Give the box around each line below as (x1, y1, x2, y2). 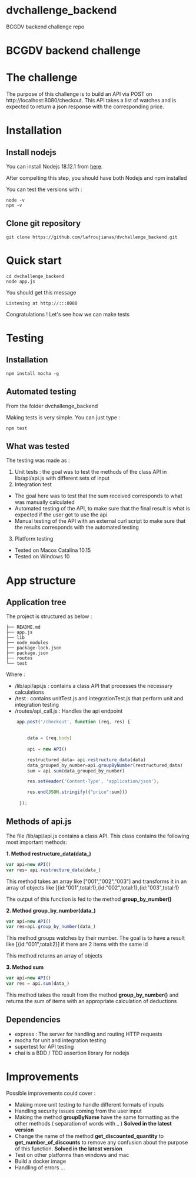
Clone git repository (6, 218, 81, 228)
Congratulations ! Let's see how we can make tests (6, 311, 130, 318)
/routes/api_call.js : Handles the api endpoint (14, 707, 123, 714)
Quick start (6, 254, 62, 267)
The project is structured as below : (6, 613, 92, 620)
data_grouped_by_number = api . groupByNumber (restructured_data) (27, 762, 183, 768)
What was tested (6, 441, 69, 451)
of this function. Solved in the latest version (14, 1145, 122, 1152)
